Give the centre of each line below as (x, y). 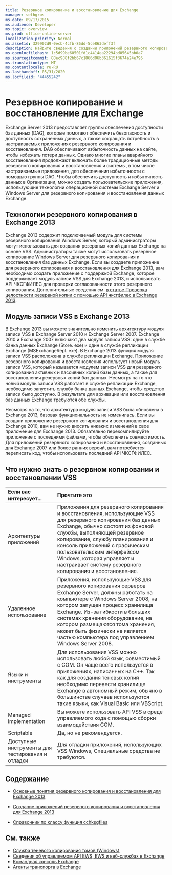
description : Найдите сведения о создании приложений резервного (76, 48)
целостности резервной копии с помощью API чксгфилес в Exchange (81, 295)
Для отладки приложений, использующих (110, 745)
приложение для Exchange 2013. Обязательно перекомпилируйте (77, 431)
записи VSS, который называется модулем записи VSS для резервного (84, 367)
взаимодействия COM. (85, 725)
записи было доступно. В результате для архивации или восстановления (85, 394)
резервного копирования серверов (101, 586)
